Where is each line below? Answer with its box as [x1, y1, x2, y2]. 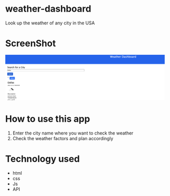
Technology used [5, 153, 80, 165]
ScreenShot [5, 38, 56, 49]
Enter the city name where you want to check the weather [12, 130, 134, 136]
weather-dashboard [5, 3, 92, 15]
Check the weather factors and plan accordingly [12, 136, 114, 142]
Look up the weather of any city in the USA [5, 20, 95, 26]
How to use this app [5, 113, 90, 125]
